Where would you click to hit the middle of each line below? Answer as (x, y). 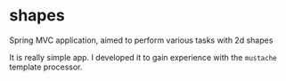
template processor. (46, 67)
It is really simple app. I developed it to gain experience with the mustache (143, 57)
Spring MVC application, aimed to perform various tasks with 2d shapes (141, 40)
